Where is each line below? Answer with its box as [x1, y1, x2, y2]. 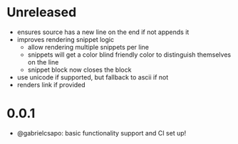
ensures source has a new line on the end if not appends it [16, 28, 190, 36]
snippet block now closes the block [27, 65, 132, 74]
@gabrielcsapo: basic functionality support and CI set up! [16, 128, 187, 137]
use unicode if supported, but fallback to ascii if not [16, 72, 169, 82]
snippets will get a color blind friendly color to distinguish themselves [27, 50, 232, 59]
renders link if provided [16, 80, 86, 89]
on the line [27, 57, 59, 66]
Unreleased [6, 4, 77, 21]
